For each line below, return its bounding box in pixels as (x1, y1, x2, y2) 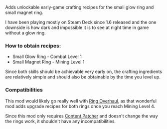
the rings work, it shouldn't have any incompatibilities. (5, 118, 116, 124)
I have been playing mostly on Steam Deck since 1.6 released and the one (5, 19, 157, 25)
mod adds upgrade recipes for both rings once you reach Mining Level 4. (5, 103, 156, 109)
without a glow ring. (5, 30, 46, 35)
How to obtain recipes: (5, 42, 61, 49)
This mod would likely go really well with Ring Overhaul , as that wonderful (5, 97, 157, 104)
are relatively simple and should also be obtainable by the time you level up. (5, 74, 161, 80)
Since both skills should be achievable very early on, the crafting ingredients (5, 68, 162, 74)
